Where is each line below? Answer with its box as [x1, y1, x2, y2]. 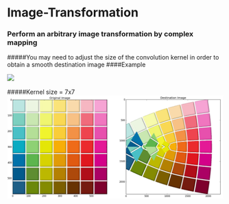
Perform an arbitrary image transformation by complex [7, 29, 194, 39]
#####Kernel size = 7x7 [7, 88, 75, 97]
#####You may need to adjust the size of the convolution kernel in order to [7, 53, 219, 62]
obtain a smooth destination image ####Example [7, 60, 146, 69]
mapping [7, 38, 38, 47]
